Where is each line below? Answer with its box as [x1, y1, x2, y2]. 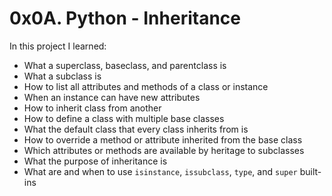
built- [299, 165, 322, 177]
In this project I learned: [9, 40, 107, 52]
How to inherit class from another [23, 102, 162, 114]
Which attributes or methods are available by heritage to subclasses [23, 144, 305, 156]
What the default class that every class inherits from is [23, 123, 249, 135]
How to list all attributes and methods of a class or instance [23, 80, 269, 92]
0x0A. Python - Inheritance [9, 7, 241, 30]
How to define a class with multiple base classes [23, 112, 225, 124]
